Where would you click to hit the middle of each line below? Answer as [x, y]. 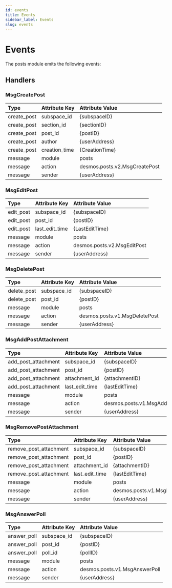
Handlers [20, 80]
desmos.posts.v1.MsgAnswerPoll [120, 570]
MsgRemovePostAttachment [42, 427]
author [49, 141]
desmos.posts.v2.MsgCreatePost [120, 166]
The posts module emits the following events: [53, 64]
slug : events [19, 24]
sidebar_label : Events [29, 19]
